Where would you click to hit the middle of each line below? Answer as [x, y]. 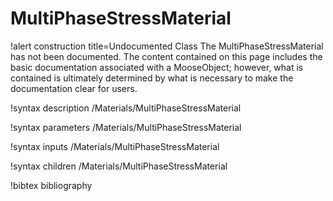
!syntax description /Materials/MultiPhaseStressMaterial [126, 108]
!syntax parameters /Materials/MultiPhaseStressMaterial [126, 127]
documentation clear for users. [74, 88]
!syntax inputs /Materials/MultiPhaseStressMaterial [115, 146]
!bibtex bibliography [51, 185]
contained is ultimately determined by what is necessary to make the [152, 78]
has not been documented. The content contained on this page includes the [166, 56]
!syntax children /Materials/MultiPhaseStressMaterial [119, 166]
